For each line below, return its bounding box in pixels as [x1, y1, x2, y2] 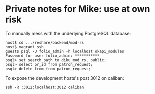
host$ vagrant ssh [5, 44, 44, 49]
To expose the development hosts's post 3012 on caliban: [5, 75, 124, 81]
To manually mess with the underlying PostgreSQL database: [5, 30, 131, 36]
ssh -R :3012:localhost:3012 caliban [5, 85, 84, 90]
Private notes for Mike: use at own [5, 3, 150, 15]
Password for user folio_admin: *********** [5, 53, 100, 58]
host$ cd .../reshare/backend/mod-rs [5, 40, 84, 45]
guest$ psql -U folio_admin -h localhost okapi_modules [5, 49, 124, 54]
